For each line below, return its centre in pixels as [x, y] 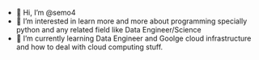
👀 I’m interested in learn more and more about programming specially [132, 21]
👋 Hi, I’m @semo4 [46, 13]
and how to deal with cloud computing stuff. [89, 47]
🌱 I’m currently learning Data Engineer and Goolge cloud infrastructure [134, 38]
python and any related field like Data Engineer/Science [108, 30]
